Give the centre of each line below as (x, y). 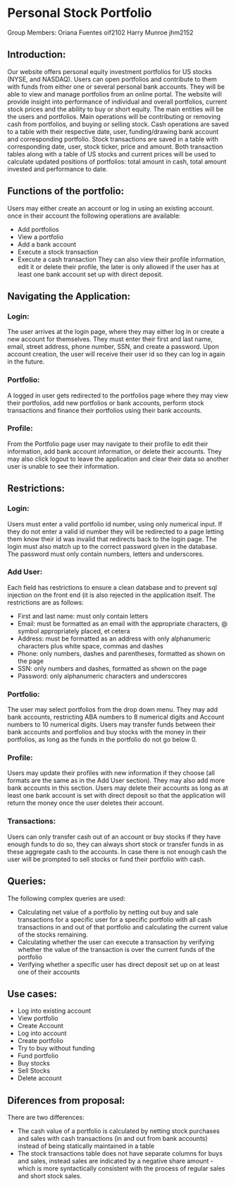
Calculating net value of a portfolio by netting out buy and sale (108, 912)
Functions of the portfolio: (66, 191)
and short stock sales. (50, 1176)
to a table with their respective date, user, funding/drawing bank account (113, 131)
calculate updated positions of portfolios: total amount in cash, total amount (117, 161)
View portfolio (38, 1018)
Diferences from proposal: (66, 1100)
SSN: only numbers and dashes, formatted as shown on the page (112, 668)
